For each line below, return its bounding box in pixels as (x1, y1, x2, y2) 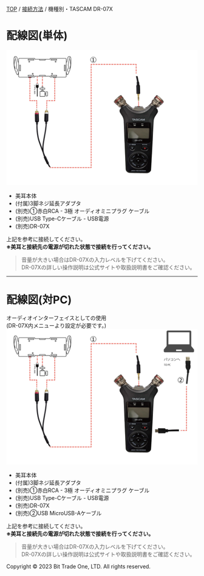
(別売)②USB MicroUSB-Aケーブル (15, 509, 102, 516)
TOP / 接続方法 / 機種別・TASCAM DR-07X (6, 5, 114, 12)
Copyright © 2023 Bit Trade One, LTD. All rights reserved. (6, 563, 151, 570)
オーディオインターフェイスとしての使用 (6, 314, 107, 321)
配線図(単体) (6, 29, 68, 43)
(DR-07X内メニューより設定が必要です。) (6, 321, 107, 329)
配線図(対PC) (6, 293, 72, 306)
